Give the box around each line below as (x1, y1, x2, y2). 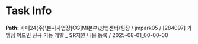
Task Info (5, 4, 52, 18)
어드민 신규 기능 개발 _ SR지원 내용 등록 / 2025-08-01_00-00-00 (16, 31, 168, 39)
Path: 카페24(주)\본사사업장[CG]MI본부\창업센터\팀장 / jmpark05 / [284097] (5, 24, 186, 31)
